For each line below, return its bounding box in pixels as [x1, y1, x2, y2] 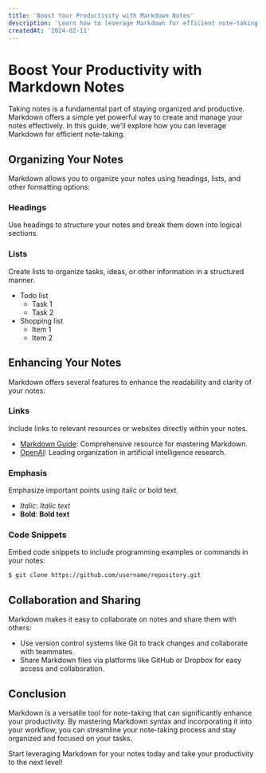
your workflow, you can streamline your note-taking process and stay [8, 724, 237, 734]
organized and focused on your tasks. [8, 733, 133, 743]
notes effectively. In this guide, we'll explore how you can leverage [8, 121, 227, 131]
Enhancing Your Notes [8, 356, 122, 370]
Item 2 [31, 332, 53, 343]
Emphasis [8, 467, 48, 478]
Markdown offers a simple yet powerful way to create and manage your [8, 112, 243, 122]
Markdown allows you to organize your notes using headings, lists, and [8, 174, 241, 183]
